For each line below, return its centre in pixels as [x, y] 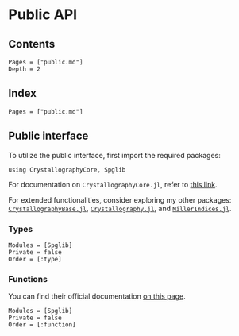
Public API [43, 15]
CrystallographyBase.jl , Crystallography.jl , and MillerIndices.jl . [120, 208]
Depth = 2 [25, 69]
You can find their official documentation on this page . [97, 296]
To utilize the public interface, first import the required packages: [114, 155]
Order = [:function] [42, 325]
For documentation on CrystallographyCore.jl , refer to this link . [113, 184]
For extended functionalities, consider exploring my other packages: [120, 199]
